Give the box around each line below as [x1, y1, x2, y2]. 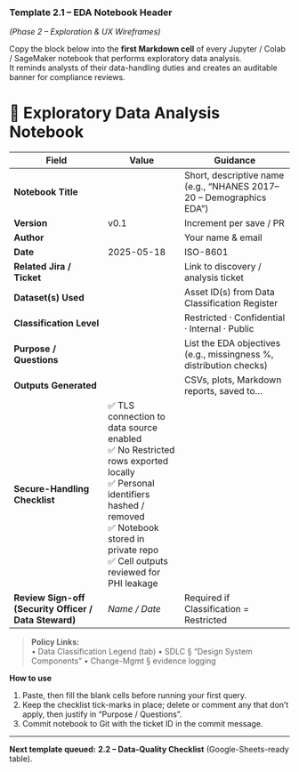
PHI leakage [108, 577, 158, 590]
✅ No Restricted [108, 444, 175, 456]
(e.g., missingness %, [183, 349, 274, 361]
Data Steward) [13, 614, 77, 626]
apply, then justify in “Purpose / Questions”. [21, 709, 182, 720]
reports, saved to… [183, 385, 263, 398]
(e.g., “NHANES [183, 181, 250, 193]
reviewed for [108, 567, 161, 579]
